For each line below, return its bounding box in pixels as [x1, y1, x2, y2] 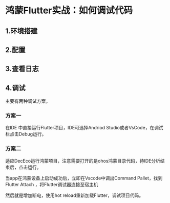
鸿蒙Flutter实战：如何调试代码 [5, 5, 133, 16]
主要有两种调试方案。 [5, 98, 50, 104]
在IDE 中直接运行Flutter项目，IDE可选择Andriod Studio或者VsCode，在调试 [5, 125, 164, 131]
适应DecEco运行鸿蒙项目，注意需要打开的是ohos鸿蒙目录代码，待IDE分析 [5, 157, 160, 164]
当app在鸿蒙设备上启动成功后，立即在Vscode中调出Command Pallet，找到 [5, 175, 163, 181]
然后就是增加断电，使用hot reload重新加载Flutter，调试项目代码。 [5, 192, 144, 198]
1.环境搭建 [5, 27, 38, 35]
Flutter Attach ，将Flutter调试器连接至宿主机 [5, 181, 98, 187]
